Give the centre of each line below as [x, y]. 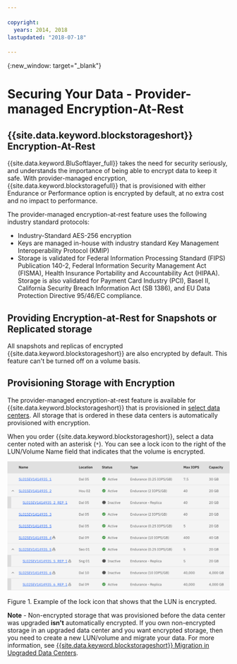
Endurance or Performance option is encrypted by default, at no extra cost [116, 194]
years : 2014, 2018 [41, 30]
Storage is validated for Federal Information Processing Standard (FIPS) [121, 259]
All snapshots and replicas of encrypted [65, 345]
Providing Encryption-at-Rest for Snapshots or [112, 318]
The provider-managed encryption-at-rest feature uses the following [107, 215]
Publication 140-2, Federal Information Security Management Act [112, 266]
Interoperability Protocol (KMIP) [63, 251]
